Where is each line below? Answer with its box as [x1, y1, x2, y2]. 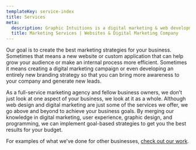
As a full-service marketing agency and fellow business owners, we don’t [6, 89, 183, 96]
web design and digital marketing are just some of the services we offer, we [6, 101, 188, 108]
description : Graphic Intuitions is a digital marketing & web [11, 25, 168, 31]
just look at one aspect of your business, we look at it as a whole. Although [6, 95, 186, 103]
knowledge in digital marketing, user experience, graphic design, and [6, 114, 173, 121]
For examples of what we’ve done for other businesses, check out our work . [6, 138, 190, 145]
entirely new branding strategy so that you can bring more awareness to [6, 71, 180, 79]
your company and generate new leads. [6, 77, 102, 85]
